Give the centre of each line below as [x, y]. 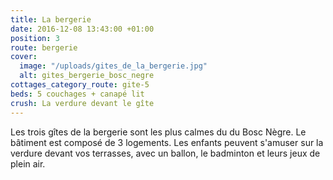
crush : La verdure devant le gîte [82, 103]
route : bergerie [44, 47]
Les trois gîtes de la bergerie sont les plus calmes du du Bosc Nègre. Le [158, 132]
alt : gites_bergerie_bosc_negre [87, 76]
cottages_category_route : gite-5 [80, 85]
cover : [24, 57]
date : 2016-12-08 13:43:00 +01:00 [82, 29]
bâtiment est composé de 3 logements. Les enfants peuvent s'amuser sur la [167, 142]
